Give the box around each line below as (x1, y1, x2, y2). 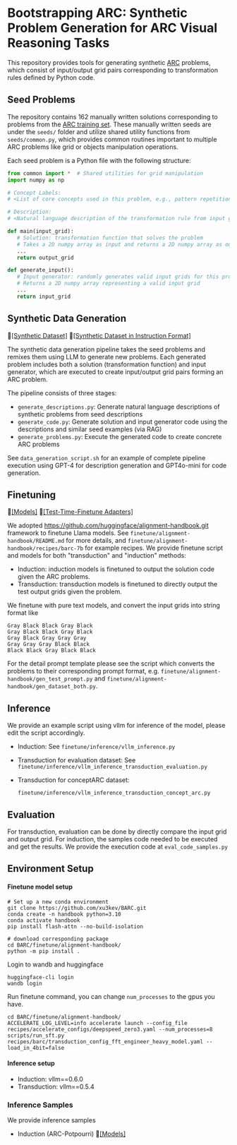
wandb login (7, 980, 42, 987)
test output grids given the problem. (17, 587, 122, 596)
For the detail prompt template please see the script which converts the (7, 659, 215, 668)
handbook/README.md (7, 538, 65, 545)
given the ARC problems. (17, 572, 90, 581)
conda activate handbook (7, 916, 80, 924)
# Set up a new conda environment (7, 898, 109, 905)
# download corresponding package (7, 935, 109, 942)
